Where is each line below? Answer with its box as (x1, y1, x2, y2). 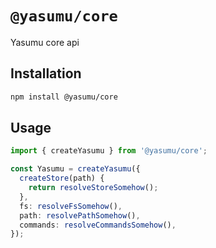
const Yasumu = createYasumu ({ (10, 164, 141, 174)
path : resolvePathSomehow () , (19, 210, 141, 221)
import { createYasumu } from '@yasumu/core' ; (10, 146, 208, 156)
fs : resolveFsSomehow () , (19, 201, 123, 211)
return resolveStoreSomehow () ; (28, 183, 159, 193)
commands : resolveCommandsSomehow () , (19, 220, 177, 230)
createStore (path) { (19, 173, 105, 184)
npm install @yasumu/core (10, 92, 118, 102)
